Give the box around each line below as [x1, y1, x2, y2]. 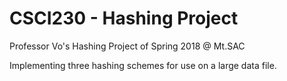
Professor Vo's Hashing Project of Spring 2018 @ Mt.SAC [9, 40, 246, 52]
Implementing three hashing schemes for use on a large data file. [9, 59, 277, 71]
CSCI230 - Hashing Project [9, 7, 239, 30]
